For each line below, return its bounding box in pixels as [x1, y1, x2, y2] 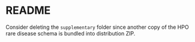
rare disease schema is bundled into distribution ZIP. [5, 29, 136, 37]
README [5, 4, 51, 17]
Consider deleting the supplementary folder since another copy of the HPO [5, 23, 190, 31]
